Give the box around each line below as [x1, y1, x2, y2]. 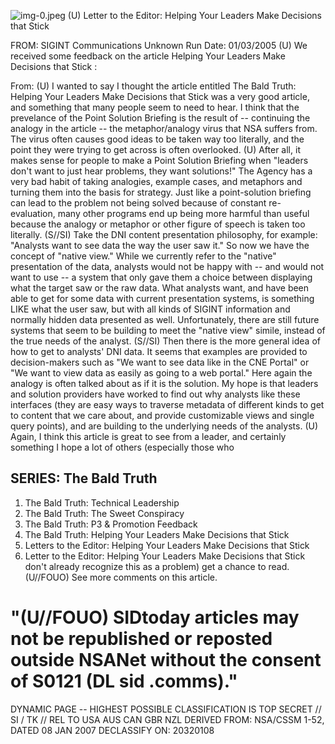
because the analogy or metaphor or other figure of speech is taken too [10, 218, 306, 230]
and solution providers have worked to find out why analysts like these [10, 388, 301, 400]
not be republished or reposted [10, 628, 273, 650]
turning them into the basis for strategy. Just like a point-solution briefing [10, 186, 312, 198]
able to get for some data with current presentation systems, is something [10, 293, 315, 304]
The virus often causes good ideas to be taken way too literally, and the [10, 133, 305, 145]
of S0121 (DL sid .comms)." [10, 670, 238, 692]
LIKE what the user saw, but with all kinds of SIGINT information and [10, 303, 291, 315]
